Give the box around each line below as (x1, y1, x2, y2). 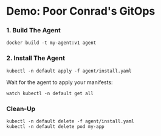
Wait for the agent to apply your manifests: (6, 78, 114, 86)
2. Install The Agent (6, 54, 66, 62)
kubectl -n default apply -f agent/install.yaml (6, 68, 132, 74)
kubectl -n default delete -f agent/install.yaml (6, 118, 135, 124)
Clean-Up (6, 104, 36, 113)
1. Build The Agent (6, 26, 61, 35)
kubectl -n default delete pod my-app (6, 124, 104, 130)
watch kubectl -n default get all (6, 90, 94, 96)
